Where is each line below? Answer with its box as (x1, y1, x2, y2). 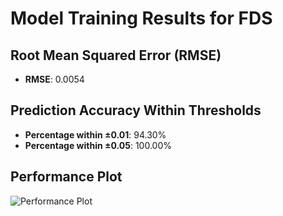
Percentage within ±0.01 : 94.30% (24, 128, 167, 141)
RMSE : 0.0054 (24, 73, 85, 85)
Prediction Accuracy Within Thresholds (10, 102, 262, 119)
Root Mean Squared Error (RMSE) (10, 47, 222, 64)
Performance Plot (10, 168, 123, 186)
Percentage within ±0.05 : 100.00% (24, 139, 172, 151)
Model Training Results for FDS (10, 7, 273, 30)
